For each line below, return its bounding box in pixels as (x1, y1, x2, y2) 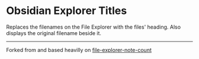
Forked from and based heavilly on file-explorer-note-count (6, 46, 152, 53)
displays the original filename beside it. (6, 29, 102, 36)
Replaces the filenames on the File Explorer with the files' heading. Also (6, 23, 181, 30)
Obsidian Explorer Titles (6, 4, 127, 18)
